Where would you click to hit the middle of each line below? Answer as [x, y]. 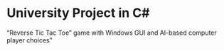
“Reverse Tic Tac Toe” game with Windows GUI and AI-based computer [112, 33]
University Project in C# [78, 13]
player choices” [30, 40]
